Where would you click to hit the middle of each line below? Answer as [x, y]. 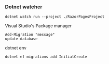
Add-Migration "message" [30, 35]
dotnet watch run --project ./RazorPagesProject [55, 17]
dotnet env [16, 48]
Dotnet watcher [24, 7]
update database [21, 39]
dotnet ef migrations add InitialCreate [46, 57]
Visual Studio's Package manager [38, 26]
